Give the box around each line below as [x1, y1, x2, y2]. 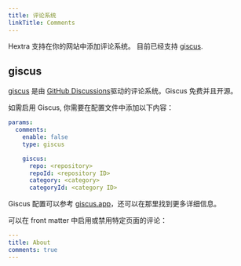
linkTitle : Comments [8, 19, 76, 27]
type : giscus [22, 140, 65, 148]
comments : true [8, 246, 58, 253]
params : [8, 118, 34, 126]
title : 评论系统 [8, 11, 57, 20]
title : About [8, 239, 51, 247]
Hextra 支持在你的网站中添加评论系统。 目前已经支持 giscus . [8, 41, 203, 51]
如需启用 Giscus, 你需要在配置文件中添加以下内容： [8, 103, 174, 112]
